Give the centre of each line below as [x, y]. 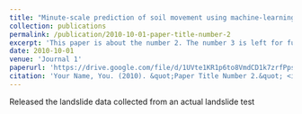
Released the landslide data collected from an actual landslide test [132, 101]
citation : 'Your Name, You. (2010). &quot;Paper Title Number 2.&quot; [146, 76]
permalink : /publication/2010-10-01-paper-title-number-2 [120, 34]
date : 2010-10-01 [42, 51]
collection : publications [58, 26]
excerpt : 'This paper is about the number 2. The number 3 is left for [146, 43]
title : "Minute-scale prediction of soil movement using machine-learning [152, 18]
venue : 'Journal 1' [46, 59]
